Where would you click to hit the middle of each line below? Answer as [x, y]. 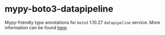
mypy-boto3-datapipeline [59, 9]
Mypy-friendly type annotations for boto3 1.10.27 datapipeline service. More [82, 22]
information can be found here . [36, 27]
